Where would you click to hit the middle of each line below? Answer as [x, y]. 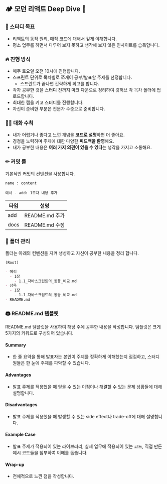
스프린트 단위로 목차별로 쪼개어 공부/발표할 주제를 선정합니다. [72, 77]
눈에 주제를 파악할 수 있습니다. [61, 363]
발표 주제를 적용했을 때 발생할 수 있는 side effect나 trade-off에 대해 [79, 416]
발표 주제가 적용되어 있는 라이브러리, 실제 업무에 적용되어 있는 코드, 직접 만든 [87, 446]
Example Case [21, 435]
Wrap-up [15, 464]
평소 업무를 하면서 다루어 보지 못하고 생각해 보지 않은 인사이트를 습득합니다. [86, 45]
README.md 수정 [45, 225]
